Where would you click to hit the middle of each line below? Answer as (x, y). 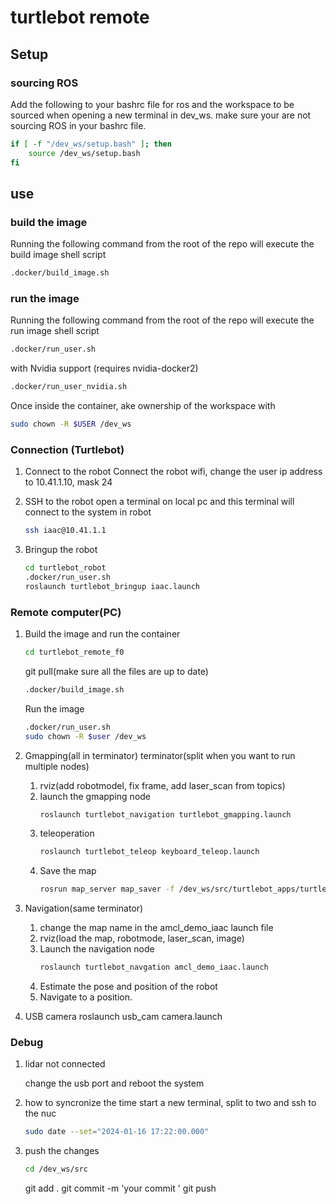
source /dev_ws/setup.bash (84, 153)
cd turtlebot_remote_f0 (74, 652)
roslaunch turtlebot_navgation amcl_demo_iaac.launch (154, 967)
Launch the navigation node (97, 949)
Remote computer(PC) (66, 612)
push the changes (62, 1151)
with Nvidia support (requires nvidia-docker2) (104, 368)
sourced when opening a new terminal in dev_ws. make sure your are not (161, 115)
